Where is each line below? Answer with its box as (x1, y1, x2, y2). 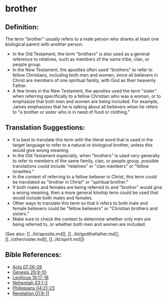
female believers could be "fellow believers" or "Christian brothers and (12, 205, 158, 211)
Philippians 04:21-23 (12, 285, 55, 291)
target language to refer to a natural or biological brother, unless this (12, 142, 153, 148)
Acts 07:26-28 (12, 264, 42, 270)
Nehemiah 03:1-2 (12, 280, 48, 286)
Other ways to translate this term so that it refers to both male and (12, 200, 148, 206)
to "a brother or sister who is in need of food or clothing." (12, 109, 130, 115)
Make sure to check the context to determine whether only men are (12, 216, 151, 222)
